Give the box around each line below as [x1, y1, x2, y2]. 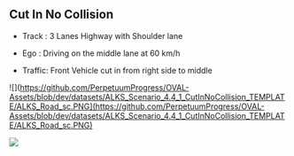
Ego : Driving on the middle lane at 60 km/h [21, 48, 181, 58]
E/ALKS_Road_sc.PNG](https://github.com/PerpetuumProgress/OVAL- [9, 101, 265, 112]
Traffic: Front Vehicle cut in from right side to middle [21, 65, 213, 75]
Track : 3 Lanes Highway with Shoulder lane [21, 30, 183, 41]
